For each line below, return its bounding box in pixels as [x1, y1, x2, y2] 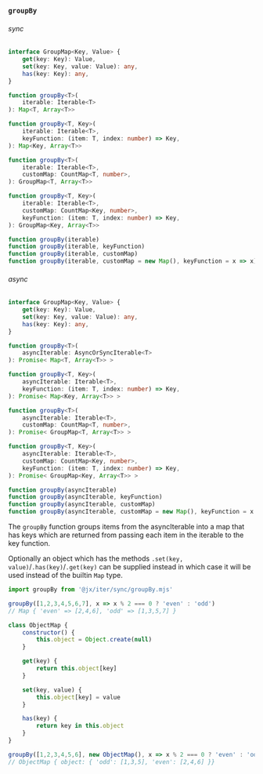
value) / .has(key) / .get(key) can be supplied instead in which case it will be [8, 562, 251, 572]
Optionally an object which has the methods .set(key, [8, 554, 184, 563]
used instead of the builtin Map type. [8, 571, 123, 580]
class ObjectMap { [8, 621, 68, 629]
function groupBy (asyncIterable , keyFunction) [8, 493, 163, 501]
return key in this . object [36, 722, 124, 730]
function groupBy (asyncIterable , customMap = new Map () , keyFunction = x [8, 508, 254, 516]
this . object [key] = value [36, 693, 121, 701]
